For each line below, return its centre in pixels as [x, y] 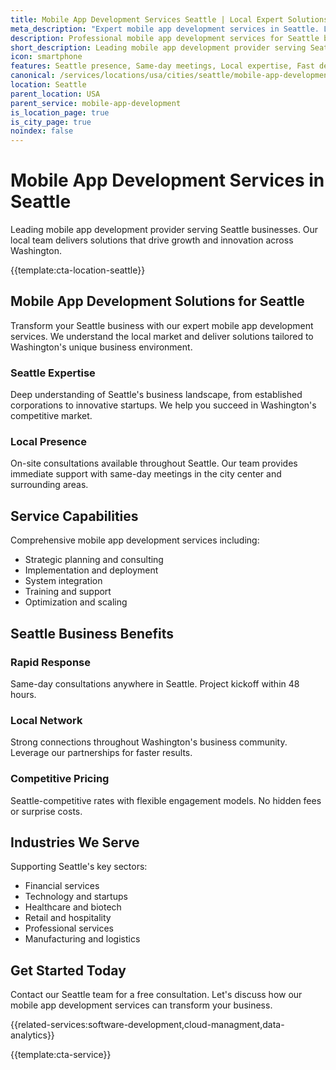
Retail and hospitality [68, 918]
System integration [63, 581]
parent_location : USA [55, 94]
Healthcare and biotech [73, 907]
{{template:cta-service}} [61, 1055]
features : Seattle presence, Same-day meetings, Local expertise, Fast [162, 66]
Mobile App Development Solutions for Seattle [157, 301]
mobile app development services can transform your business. [141, 1005]
